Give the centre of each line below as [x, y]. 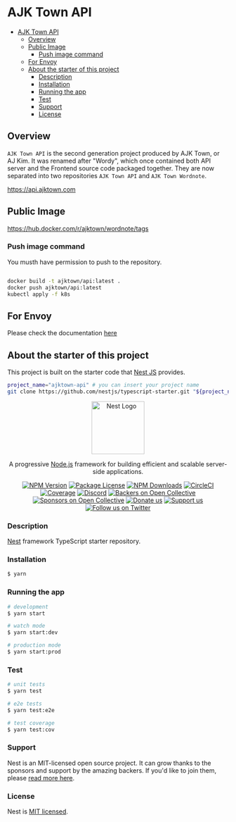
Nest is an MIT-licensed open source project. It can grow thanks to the [109, 763]
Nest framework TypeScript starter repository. [74, 541]
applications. [125, 471]
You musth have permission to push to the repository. [85, 262]
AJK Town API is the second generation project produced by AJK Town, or [113, 153]
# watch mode [26, 626]
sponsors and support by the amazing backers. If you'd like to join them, [112, 770]
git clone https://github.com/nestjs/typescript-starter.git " [102, 392]
